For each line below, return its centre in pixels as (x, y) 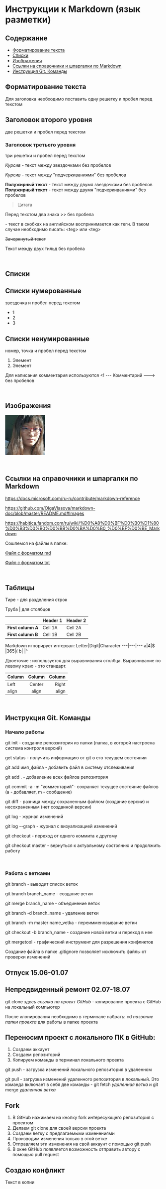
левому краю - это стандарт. (36, 666)
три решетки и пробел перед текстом (45, 155)
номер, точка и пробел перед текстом (46, 351)
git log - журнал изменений (34, 817)
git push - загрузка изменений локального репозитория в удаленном (79, 1070)
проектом (23, 1123)
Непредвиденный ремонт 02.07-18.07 (68, 990)
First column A (23, 628)
